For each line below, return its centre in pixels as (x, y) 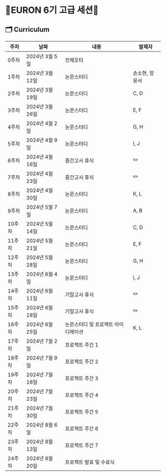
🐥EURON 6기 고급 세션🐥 (52, 10)
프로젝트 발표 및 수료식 (90, 462)
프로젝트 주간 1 (82, 345)
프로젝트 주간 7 (82, 445)
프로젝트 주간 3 (82, 378)
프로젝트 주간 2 (82, 362)
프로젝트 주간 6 (82, 429)
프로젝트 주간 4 (82, 395)
